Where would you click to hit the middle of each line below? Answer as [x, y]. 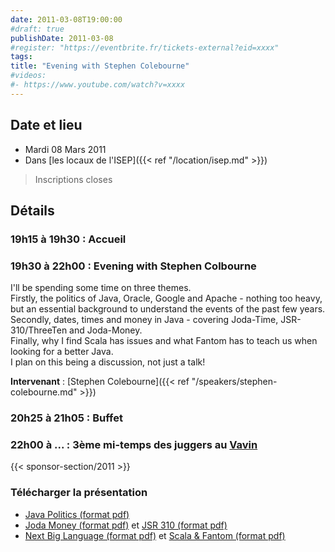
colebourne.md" [44, 392]
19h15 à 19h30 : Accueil [68, 239]
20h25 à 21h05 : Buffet [66, 418]
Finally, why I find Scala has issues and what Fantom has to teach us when [164, 341]
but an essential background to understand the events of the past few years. [168, 309]
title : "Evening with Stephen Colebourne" [100, 66]
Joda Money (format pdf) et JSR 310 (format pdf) [126, 525]
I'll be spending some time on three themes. [101, 288]
